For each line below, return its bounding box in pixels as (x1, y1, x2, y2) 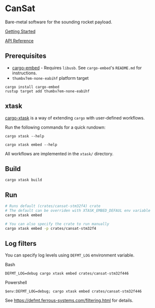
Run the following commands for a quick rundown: (5, 124, 106, 130)
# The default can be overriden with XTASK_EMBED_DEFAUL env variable (5, 208, 151, 213)
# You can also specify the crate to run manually (5, 222, 109, 226)
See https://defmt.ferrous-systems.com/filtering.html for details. (5, 297, 133, 304)
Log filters (5, 239, 37, 248)
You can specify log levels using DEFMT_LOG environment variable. (5, 252, 135, 258)
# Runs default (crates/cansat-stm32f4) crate (5, 204, 101, 209)
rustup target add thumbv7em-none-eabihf (5, 88, 90, 94)
